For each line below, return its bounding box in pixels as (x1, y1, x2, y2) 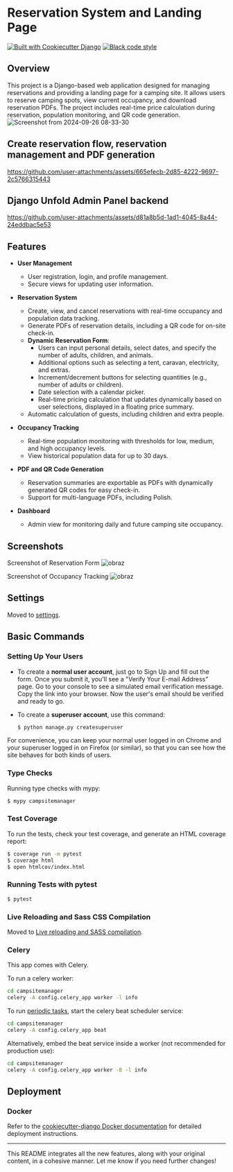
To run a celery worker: (7, 974, 74, 983)
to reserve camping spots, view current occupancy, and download (7, 96, 197, 104)
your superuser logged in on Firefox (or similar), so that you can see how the (7, 744, 226, 752)
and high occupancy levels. (27, 444, 106, 452)
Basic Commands (7, 631, 85, 643)
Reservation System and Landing (7, 5, 202, 21)
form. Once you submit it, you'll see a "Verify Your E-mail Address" (17, 674, 209, 683)
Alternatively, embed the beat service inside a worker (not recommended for (7, 1039, 226, 1047)
